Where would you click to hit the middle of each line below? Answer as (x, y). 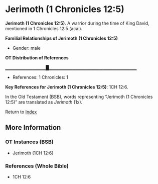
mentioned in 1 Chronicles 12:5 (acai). (44, 28)
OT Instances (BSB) (29, 142)
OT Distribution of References (37, 58)
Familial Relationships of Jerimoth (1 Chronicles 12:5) (61, 38)
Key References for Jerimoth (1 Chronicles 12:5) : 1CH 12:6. (67, 87)
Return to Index (21, 112)
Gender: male (27, 48)
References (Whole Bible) (37, 166)
